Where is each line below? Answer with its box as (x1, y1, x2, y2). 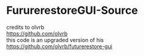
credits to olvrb (6, 23, 44, 31)
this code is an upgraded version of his (6, 36, 105, 43)
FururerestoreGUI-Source (6, 4, 139, 17)
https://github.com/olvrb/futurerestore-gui (6, 43, 112, 50)
